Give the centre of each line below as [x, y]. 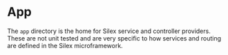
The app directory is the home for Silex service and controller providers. [109, 31]
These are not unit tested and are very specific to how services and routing [114, 38]
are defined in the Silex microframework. [65, 45]
